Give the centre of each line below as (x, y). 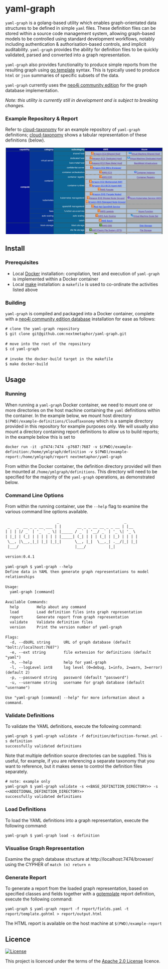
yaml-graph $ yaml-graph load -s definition (52, 836)
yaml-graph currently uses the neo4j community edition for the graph (76, 85)
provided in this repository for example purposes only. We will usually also (82, 426)
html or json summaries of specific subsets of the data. (62, 75)
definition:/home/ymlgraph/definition (46, 452)
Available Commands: (27, 602)
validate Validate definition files (51, 622)
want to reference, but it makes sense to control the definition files (74, 767)
